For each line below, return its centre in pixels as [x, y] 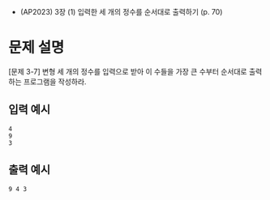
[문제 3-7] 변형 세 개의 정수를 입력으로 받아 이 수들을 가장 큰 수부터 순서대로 [128, 71]
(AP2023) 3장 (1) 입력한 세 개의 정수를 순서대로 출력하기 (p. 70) [121, 12]
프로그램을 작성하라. [55, 81]
